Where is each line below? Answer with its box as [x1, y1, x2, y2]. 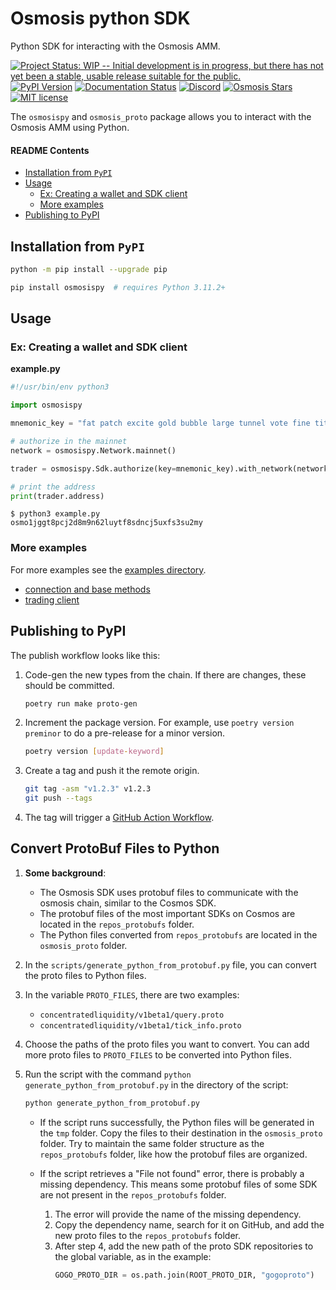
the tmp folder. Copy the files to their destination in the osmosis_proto [39, 1127, 323, 1139]
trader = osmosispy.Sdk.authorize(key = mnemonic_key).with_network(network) [10, 463, 333, 474]
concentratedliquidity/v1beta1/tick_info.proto [39, 1020, 242, 1031]
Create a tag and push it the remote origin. [24, 765, 200, 777]
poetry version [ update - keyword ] [24, 747, 165, 757]
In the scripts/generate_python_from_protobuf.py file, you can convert [24, 958, 317, 971]
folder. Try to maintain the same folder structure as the [39, 1137, 265, 1149]
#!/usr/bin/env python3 [10, 382, 110, 392]
